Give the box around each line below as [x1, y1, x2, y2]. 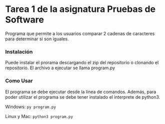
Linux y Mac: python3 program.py [5, 113, 73, 119]
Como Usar [5, 77, 33, 84]
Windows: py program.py [5, 104, 56, 110]
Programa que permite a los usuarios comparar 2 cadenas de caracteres [5, 30, 155, 36]
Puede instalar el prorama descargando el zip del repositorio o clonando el [5, 60, 159, 66]
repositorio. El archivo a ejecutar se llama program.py [5, 65, 115, 71]
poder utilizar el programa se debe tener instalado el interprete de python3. [5, 94, 160, 100]
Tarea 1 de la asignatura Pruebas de [5, 3, 156, 15]
